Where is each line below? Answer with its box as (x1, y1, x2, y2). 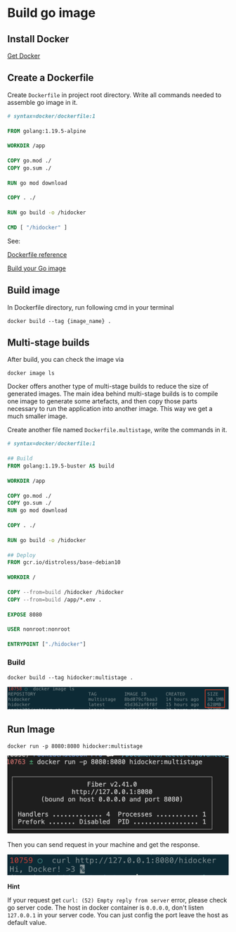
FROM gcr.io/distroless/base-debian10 (7, 559, 121, 566)
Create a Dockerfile (7, 72, 94, 84)
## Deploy (7, 551, 37, 559)
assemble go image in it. (7, 98, 78, 106)
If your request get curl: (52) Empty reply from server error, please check (7, 896, 228, 905)
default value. (7, 919, 47, 927)
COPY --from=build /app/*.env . (7, 596, 102, 603)
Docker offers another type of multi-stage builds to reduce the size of (7, 382, 209, 391)
